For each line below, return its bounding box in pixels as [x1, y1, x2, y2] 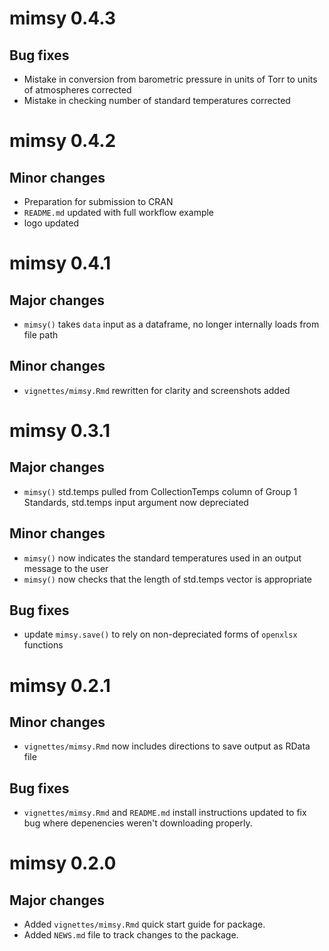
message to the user [23, 562, 109, 574]
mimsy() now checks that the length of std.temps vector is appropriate [23, 573, 313, 585]
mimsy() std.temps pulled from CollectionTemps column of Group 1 [23, 485, 298, 497]
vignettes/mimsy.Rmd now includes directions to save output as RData [23, 740, 311, 752]
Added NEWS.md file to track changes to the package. [23, 929, 239, 941]
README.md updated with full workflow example [23, 207, 215, 218]
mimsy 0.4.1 [9, 252, 112, 275]
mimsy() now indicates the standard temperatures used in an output [23, 552, 302, 564]
